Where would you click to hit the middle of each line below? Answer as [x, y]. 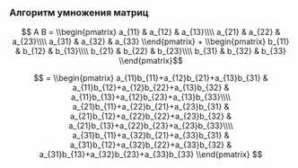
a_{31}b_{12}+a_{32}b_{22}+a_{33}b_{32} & [151, 145]
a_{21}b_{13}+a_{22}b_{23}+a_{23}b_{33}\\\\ [151, 126]
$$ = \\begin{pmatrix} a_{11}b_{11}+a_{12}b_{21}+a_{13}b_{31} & [151, 78]
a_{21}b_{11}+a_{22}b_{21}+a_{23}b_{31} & [151, 107]
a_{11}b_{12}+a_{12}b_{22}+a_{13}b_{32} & [151, 88]
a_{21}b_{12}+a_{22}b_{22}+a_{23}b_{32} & [151, 116]
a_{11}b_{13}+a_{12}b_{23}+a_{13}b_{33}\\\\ [151, 97]
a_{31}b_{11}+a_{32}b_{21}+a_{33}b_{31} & [151, 136]
